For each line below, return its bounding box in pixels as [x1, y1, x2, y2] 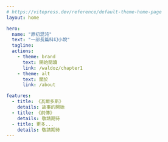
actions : [12, 48, 34, 55]
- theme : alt [17, 70, 51, 76]
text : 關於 [22, 76, 49, 83]
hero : [6, 25, 20, 32]
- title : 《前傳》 [12, 110, 55, 116]
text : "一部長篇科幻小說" [12, 37, 70, 43]
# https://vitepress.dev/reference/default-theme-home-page [6, 8, 163, 15]
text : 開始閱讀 [22, 59, 58, 66]
